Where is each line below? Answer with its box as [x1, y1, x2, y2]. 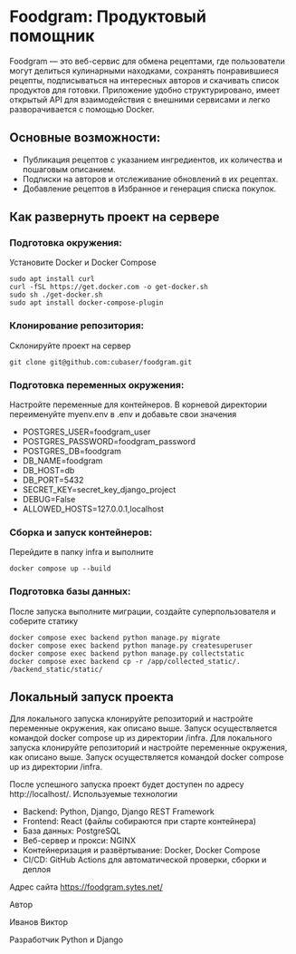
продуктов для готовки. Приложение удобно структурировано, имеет [9, 84, 281, 95]
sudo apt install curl [9, 275, 95, 284]
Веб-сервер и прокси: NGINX [22, 835, 136, 846]
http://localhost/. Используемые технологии [9, 789, 178, 800]
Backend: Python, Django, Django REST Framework [22, 806, 215, 817]
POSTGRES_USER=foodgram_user [22, 426, 151, 437]
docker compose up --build [9, 564, 111, 573]
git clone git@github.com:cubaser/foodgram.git [9, 357, 193, 366]
